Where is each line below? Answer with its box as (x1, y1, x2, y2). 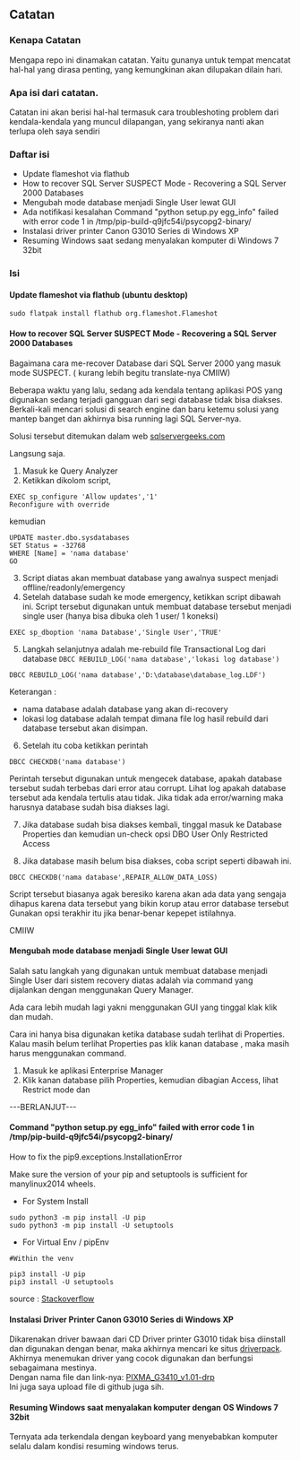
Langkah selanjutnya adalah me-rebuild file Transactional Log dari (21, 643, 267, 654)
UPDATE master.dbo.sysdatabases (9, 533, 130, 542)
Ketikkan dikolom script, (21, 474, 112, 485)
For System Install (21, 1196, 89, 1207)
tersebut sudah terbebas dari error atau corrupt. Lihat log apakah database (9, 782, 287, 793)
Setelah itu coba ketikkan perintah (21, 740, 149, 751)
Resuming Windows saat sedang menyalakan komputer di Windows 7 (21, 235, 279, 246)
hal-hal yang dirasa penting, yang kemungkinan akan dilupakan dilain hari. (9, 64, 284, 74)
